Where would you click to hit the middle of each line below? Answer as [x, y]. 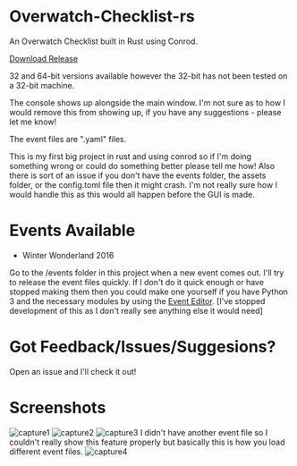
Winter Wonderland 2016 [68, 255]
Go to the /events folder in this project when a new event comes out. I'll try [147, 272]
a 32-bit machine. [42, 85]
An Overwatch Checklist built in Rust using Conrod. [104, 41]
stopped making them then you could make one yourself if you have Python [149, 292]
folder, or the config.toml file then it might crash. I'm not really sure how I [144, 184]
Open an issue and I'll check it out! [73, 371]
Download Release [44, 58]
